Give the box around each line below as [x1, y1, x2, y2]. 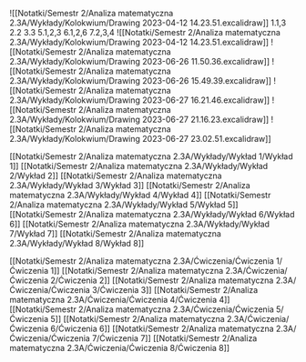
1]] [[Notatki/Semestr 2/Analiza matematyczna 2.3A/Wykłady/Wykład [9, 161, 269, 171]
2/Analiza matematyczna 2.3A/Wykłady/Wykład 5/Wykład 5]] [9, 199, 239, 210]
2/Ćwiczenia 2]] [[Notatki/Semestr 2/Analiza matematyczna [50, 275, 274, 286]
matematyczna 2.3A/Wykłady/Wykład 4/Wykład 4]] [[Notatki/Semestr [9, 190, 271, 200]
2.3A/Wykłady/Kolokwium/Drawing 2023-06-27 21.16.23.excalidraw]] [9, 114, 270, 125]
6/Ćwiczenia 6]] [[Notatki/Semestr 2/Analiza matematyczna [50, 323, 275, 334]
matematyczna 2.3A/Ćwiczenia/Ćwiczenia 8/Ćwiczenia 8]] [9, 343, 230, 353]
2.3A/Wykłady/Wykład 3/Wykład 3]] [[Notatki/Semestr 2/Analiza [9, 180, 250, 190]
